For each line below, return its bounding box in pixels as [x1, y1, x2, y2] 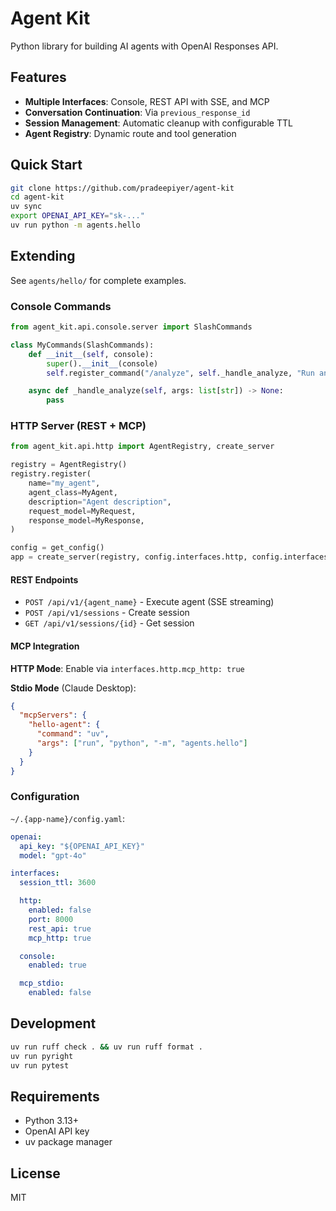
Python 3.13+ [24, 1115, 80, 1127]
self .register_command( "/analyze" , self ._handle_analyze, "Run [46, 368, 315, 378]
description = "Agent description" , [28, 497, 172, 507]
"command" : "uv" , [36, 729, 110, 739]
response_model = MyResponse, [28, 515, 145, 526]
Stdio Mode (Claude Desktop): [10, 682, 137, 694]
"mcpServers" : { [19, 710, 87, 721]
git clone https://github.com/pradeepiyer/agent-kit [10, 183, 235, 193]
